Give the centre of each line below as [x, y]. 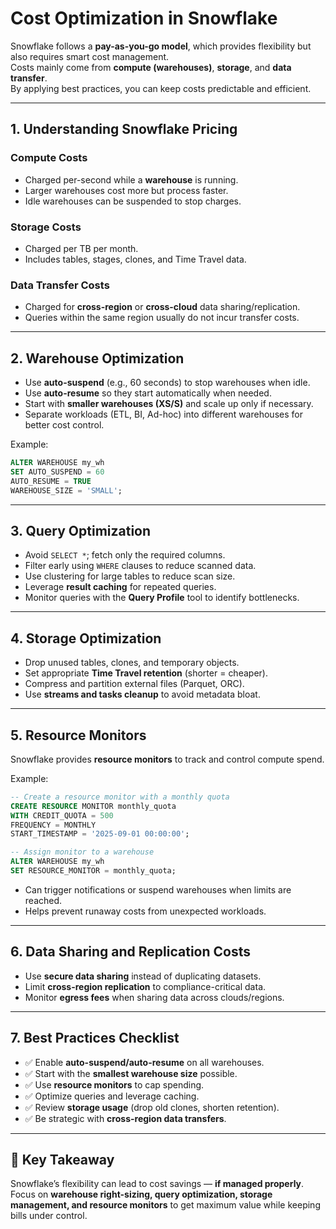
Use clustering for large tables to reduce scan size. [130, 576]
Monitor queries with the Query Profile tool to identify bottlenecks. [162, 598]
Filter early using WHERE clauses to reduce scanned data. [140, 566]
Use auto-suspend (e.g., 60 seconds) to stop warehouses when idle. [167, 383]
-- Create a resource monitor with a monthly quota [120, 797]
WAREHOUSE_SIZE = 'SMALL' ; [66, 490]
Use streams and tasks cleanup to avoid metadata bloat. [142, 694]
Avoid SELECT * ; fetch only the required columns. [125, 555]
